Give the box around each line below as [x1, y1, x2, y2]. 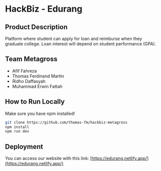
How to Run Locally [5, 97, 65, 106]
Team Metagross [5, 55, 58, 63]
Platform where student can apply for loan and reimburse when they [5, 36, 142, 41]
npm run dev [5, 129, 29, 134]
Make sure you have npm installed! [5, 111, 75, 116]
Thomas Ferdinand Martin [12, 73, 64, 79]
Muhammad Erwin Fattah [12, 83, 62, 89]
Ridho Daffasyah [12, 78, 46, 84]
